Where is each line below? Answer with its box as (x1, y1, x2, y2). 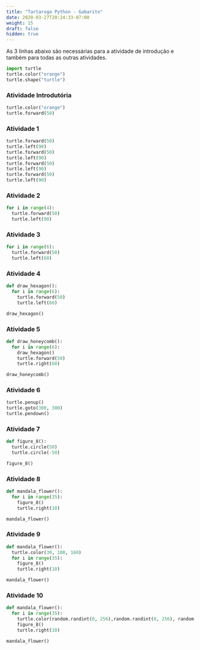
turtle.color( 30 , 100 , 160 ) (11, 549, 82, 556)
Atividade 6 (6, 386, 41, 394)
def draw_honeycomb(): (6, 338, 63, 344)
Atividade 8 (6, 475, 41, 483)
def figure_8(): (6, 439, 47, 445)
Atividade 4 (6, 269, 41, 278)
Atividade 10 (6, 591, 44, 600)
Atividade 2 (6, 192, 41, 200)
